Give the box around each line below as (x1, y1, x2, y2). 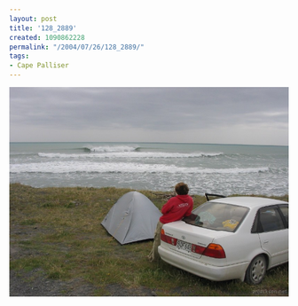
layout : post (9, 14, 58, 23)
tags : (9, 51, 29, 61)
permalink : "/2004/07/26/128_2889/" (9, 43, 145, 51)
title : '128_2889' (9, 23, 77, 33)
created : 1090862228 (9, 33, 86, 42)
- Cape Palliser (9, 61, 69, 70)
